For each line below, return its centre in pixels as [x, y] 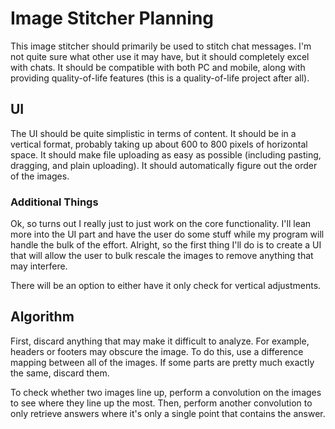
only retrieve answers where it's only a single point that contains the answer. [168, 413]
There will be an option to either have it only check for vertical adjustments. [166, 286]
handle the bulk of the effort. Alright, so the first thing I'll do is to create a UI [166, 245]
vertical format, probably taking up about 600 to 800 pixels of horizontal [159, 144]
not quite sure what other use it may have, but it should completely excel [160, 56]
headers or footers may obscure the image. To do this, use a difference [157, 351]
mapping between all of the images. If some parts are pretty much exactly [162, 362]
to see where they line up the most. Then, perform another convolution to [161, 403]
